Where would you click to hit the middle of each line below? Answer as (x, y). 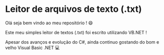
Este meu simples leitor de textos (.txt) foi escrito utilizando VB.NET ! (76, 32)
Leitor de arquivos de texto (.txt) (73, 9)
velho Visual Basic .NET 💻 (32, 48)
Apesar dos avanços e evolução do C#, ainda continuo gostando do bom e (82, 42)
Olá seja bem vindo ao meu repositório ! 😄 (49, 23)
